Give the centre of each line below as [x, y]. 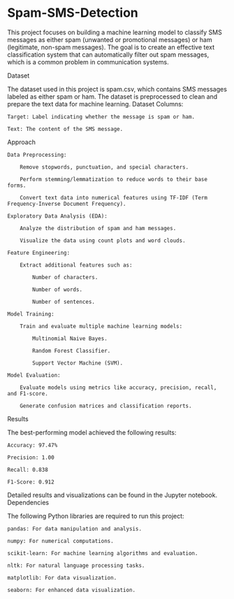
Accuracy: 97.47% [32, 445]
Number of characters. [65, 277]
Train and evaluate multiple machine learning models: [101, 326]
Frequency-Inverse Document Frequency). [67, 204]
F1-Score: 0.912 [31, 482]
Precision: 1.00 [31, 457]
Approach [22, 142]
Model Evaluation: [34, 375]
